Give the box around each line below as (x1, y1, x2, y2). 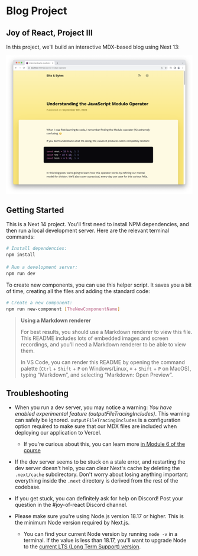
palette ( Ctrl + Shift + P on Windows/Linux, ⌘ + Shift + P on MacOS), (20, 365, 191, 372)
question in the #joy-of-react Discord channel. (14, 502, 128, 509)
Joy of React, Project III (6, 28, 93, 38)
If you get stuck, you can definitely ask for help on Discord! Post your (14, 495, 184, 502)
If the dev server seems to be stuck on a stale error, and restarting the (14, 458, 186, 465)
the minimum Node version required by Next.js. (14, 519, 130, 526)
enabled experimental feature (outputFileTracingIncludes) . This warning (14, 410, 190, 417)
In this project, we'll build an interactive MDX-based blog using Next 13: (6, 43, 180, 50)
